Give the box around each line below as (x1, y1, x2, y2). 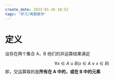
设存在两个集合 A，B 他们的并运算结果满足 (5, 51, 90, 57)
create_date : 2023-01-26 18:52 (5, 7, 69, 12)
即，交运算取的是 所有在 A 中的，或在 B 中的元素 (5, 69, 101, 75)
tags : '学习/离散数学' (5, 12, 47, 16)
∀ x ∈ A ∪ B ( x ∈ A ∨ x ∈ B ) (54, 61, 110, 66)
